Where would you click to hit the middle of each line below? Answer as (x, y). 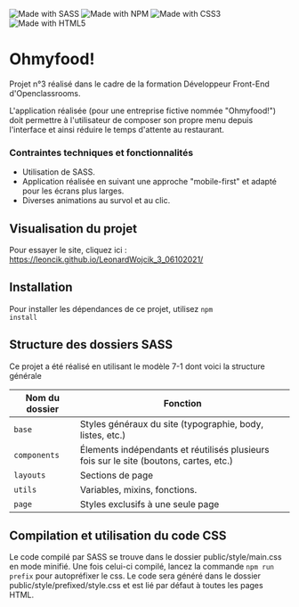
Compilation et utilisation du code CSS (118, 536)
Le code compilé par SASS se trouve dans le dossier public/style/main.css (145, 557)
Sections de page (117, 475)
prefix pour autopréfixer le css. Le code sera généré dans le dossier (135, 576)
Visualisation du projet (73, 229)
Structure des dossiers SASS (91, 345)
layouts (30, 475)
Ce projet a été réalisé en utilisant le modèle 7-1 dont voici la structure (137, 366)
